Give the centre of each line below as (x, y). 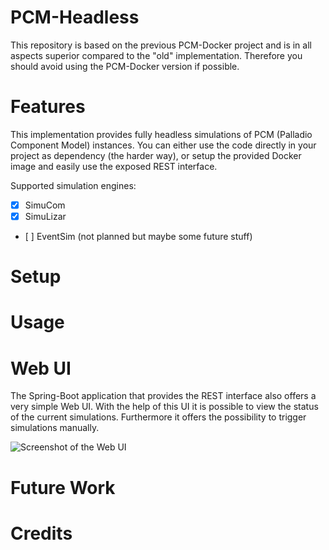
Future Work (63, 487)
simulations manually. (55, 428)
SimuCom (45, 205)
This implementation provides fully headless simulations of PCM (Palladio (161, 134)
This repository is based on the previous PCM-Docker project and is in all (161, 45)
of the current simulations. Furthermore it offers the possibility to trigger (158, 417)
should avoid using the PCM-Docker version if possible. (125, 66)
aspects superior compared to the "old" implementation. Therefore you (156, 55)
